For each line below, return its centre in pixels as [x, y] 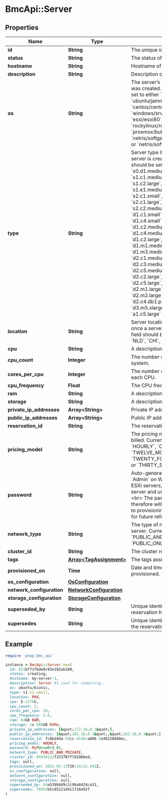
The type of [145, 525]
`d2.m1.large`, [147, 289]
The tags [141, 559]
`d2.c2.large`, [147, 277]
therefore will [146, 504]
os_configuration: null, [35, 771]
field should [145, 334]
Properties [22, 28]
